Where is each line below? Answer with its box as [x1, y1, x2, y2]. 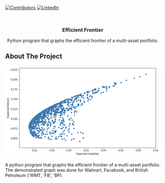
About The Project [5, 52, 63, 60]
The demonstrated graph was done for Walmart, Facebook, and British [5, 167, 148, 173]
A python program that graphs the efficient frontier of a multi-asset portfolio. [5, 162, 161, 168]
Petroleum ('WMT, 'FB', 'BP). [5, 173, 63, 179]
